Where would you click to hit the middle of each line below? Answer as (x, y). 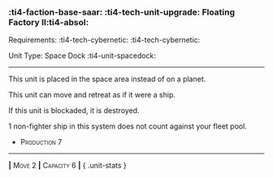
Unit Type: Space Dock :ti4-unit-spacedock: (82, 56)
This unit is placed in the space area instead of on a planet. (107, 79)
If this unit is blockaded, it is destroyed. (74, 111)
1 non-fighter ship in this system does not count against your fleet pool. (128, 126)
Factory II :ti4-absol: (49, 22)
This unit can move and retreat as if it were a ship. (92, 95)
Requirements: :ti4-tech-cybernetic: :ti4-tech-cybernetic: (104, 40)
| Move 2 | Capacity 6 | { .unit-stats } (68, 166)
